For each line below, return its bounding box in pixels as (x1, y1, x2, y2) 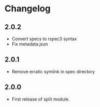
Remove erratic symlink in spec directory (11, 68, 95, 74)
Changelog (4, 3, 51, 14)
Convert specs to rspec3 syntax (11, 36, 77, 42)
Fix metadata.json (11, 41, 48, 47)
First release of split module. (11, 96, 70, 102)
